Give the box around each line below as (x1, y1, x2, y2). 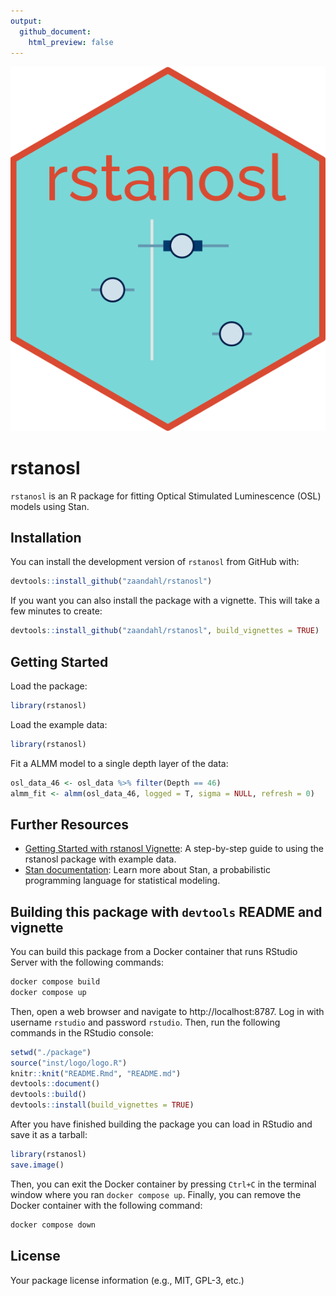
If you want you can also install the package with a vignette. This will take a (10, 595, 320, 607)
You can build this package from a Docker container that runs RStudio (10, 946, 298, 958)
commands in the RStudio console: (10, 1026, 154, 1039)
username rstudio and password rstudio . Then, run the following (10, 1016, 281, 1028)
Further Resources (10, 816, 129, 833)
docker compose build (10, 977, 101, 987)
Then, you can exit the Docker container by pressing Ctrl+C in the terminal (10, 1178, 317, 1190)
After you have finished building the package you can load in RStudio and (10, 1118, 313, 1130)
